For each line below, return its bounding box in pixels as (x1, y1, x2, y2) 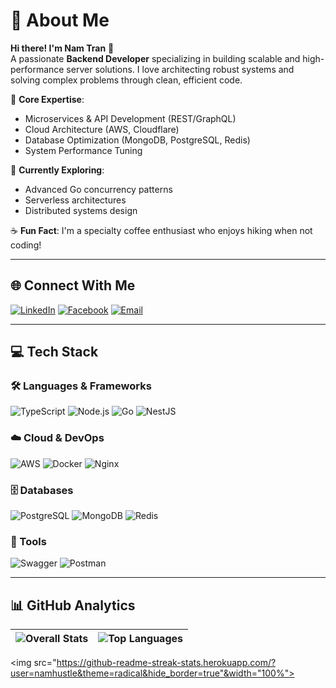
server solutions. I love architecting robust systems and (66, 63, 295, 75)
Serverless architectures (24, 194, 127, 206)
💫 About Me (10, 9, 110, 32)
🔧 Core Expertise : (10, 93, 85, 105)
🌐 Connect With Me (10, 277, 136, 294)
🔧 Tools (10, 534, 47, 548)
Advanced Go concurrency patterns (24, 183, 173, 195)
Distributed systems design (24, 204, 138, 216)
